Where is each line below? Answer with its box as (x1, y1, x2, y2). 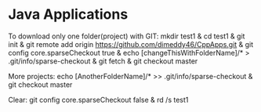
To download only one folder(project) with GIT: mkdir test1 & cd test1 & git (8, 31, 245, 41)
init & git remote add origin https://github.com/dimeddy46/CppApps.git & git (8, 39, 254, 49)
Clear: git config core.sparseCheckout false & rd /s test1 (8, 95, 189, 104)
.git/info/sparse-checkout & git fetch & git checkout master (8, 56, 198, 66)
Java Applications (8, 5, 129, 23)
